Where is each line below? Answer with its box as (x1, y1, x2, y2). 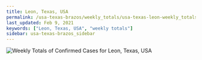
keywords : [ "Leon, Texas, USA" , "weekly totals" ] (6, 25, 133, 31)
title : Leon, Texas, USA (6, 8, 69, 15)
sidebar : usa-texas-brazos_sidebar (6, 31, 96, 37)
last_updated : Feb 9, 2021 (6, 20, 74, 26)
